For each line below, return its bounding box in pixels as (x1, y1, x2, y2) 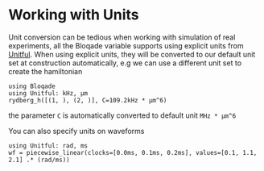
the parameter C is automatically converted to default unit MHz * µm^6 (8, 111, 237, 120)
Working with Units (8, 6, 139, 24)
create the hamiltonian (8, 66, 83, 76)
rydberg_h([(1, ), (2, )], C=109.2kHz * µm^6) (8, 96, 167, 104)
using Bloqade (8, 82, 56, 90)
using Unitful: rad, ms (8, 141, 89, 150)
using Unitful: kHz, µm (8, 89, 89, 98)
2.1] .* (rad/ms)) (8, 156, 70, 164)
